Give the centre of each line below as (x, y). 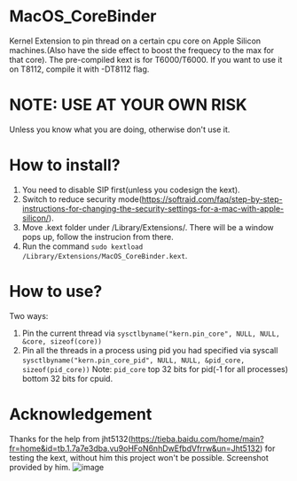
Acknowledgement (81, 414)
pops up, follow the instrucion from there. (98, 237)
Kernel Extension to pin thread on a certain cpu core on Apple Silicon (135, 41)
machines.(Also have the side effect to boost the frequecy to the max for (142, 50)
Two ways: (29, 315)
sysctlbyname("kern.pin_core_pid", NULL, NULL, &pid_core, (133, 361)
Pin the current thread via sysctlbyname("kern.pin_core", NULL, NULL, (151, 333)
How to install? (65, 165)
